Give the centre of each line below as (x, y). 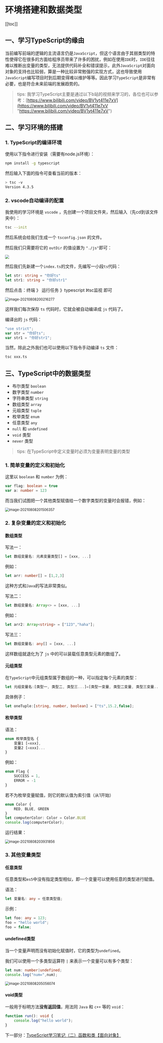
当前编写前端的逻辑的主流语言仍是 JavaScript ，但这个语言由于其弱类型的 (78, 53)
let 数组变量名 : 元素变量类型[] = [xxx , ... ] (48, 557)
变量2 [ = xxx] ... (30, 748)
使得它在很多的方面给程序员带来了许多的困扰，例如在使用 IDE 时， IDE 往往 (82, 59)
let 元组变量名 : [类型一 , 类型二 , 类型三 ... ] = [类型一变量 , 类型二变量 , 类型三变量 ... (83, 687)
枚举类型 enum (26, 417)
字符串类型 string (30, 398)
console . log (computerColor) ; (35, 823)
